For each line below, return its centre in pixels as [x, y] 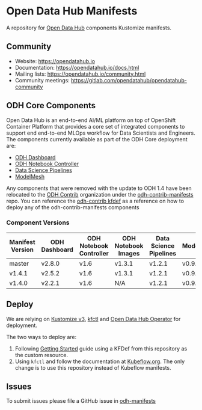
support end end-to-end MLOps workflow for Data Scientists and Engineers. [101, 133]
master [19, 263]
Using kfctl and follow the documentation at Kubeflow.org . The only [100, 361]
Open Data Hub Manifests [72, 11]
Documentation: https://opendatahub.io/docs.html [77, 67]
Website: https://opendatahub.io [55, 61]
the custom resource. [41, 355]
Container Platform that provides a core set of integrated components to [96, 126]
